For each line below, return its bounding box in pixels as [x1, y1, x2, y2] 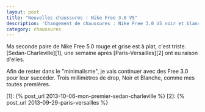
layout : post [6, 9, 40, 15]
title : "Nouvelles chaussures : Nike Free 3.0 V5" [6, 15, 138, 21]
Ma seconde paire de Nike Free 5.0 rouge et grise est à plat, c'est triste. [6, 43, 187, 50]
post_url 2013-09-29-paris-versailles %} [6, 99, 109, 106]
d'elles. [6, 56, 25, 63]
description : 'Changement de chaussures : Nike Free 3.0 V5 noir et [6, 20, 184, 26]
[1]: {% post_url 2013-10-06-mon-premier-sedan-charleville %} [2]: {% [6, 92, 185, 100]
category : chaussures [6, 26, 62, 32]
